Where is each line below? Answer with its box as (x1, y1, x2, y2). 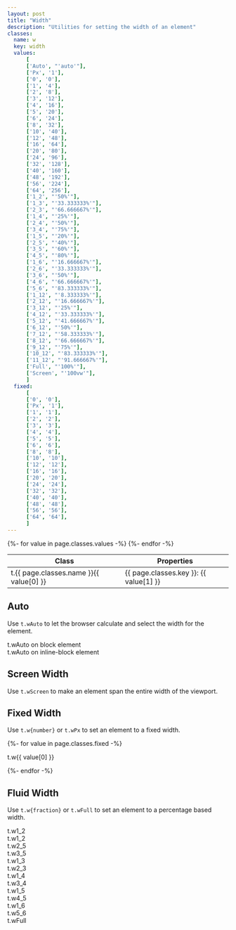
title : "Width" (7, 17, 52, 24)
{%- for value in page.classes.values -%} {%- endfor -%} (7, 539, 174, 548)
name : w (13, 37, 37, 44)
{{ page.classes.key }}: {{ (125, 567, 206, 577)
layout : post (7, 10, 46, 18)
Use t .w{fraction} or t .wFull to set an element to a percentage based (7, 806, 212, 814)
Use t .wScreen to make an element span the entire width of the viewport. (7, 687, 218, 695)
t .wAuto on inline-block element (7, 647, 100, 656)
